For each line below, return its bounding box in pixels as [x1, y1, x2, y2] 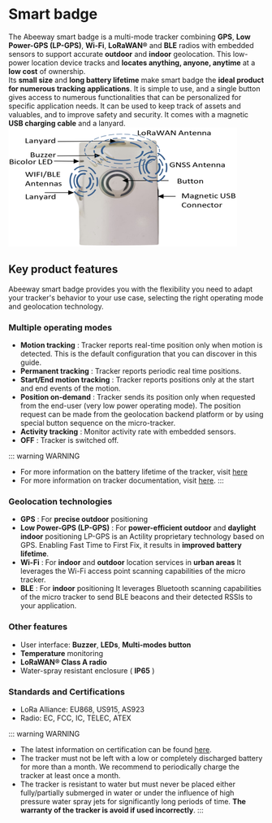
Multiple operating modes [8, 322, 112, 333]
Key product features [8, 262, 119, 277]
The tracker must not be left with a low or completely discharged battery [19, 753, 263, 763]
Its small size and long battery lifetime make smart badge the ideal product [8, 75, 265, 85]
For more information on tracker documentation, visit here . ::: [19, 475, 225, 485]
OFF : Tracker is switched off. [19, 436, 119, 445]
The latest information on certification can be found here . [19, 744, 213, 754]
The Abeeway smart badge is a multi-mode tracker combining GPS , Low [8, 32, 251, 42]
